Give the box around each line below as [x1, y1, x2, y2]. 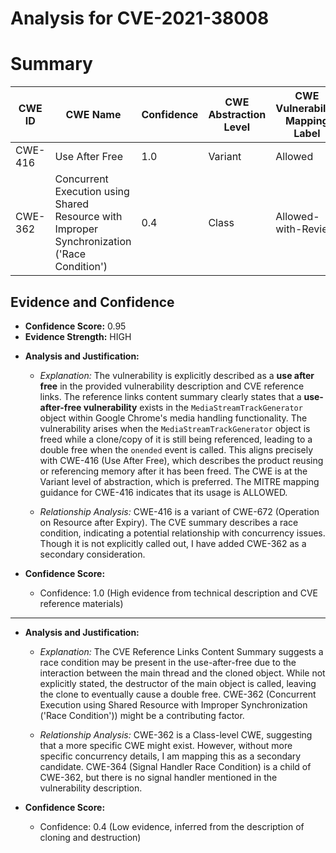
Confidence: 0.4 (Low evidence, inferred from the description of [39, 820, 305, 832]
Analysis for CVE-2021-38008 [10, 7, 270, 30]
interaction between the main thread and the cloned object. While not [39, 667, 326, 679]
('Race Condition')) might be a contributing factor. [39, 709, 245, 721]
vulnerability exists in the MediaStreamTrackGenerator [83, 401, 303, 413]
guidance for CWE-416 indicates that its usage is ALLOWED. [39, 486, 288, 498]
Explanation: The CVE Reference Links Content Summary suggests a [39, 645, 324, 657]
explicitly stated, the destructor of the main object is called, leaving [39, 677, 317, 689]
